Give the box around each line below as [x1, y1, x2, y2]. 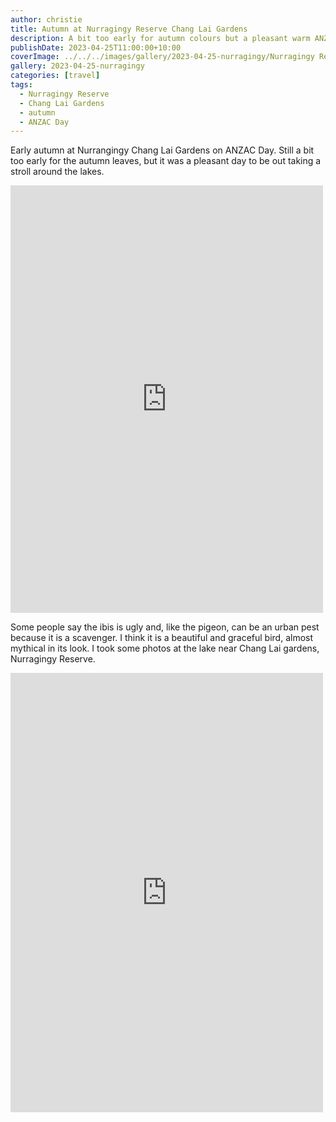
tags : [10, 80, 33, 90]
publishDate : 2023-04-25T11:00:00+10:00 [10, 42, 182, 53]
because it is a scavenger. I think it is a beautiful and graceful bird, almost [10, 632, 314, 644]
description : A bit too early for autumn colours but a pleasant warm [10, 33, 311, 43]
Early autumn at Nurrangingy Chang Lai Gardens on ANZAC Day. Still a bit [10, 144, 315, 156]
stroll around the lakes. [10, 166, 105, 178]
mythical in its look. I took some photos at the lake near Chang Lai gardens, [10, 642, 320, 655]
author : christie [10, 14, 83, 25]
